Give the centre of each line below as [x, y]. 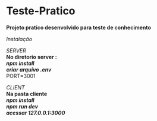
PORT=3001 [21, 76]
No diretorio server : [32, 57]
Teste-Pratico [41, 11]
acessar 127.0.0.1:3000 [36, 113]
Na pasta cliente [27, 94]
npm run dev [22, 106]
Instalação [19, 39]
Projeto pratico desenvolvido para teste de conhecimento [79, 27]
